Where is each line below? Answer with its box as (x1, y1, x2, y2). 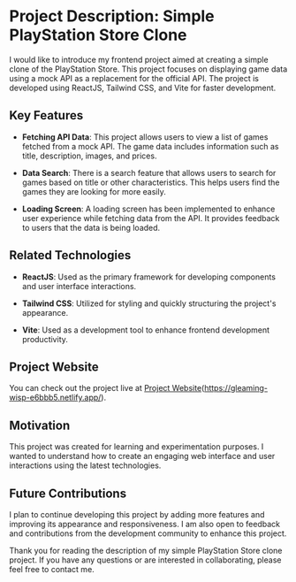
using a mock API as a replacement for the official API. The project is (9, 73, 259, 83)
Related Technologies (9, 248, 132, 263)
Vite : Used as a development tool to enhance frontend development (21, 325, 270, 335)
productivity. (21, 333, 69, 344)
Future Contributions (9, 486, 126, 501)
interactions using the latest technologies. (9, 460, 162, 471)
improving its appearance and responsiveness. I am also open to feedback (9, 519, 281, 529)
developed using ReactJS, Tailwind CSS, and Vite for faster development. (9, 82, 277, 93)
